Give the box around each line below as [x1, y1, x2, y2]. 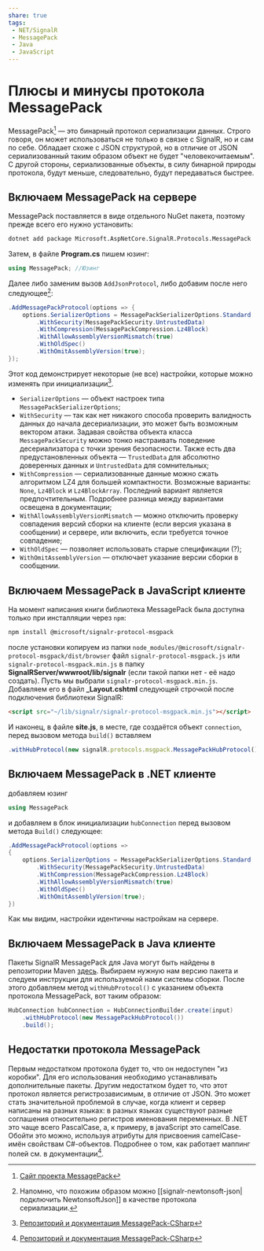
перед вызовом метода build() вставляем [8, 731, 152, 740]
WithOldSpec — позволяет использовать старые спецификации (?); [19, 544, 242, 554]
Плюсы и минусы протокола [8, 82, 205, 100]
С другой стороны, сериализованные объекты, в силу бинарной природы [8, 159, 256, 169]
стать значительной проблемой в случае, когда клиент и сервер [8, 1097, 226, 1106]
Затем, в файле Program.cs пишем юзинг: [8, 249, 149, 259]
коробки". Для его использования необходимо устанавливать [8, 1072, 218, 1082]
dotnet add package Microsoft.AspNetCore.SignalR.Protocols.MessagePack [8, 235, 251, 243]
